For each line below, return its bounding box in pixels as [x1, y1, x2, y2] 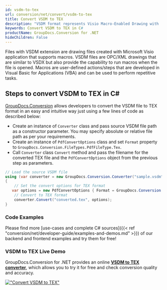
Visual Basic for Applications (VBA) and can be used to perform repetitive [5, 70, 156, 76]
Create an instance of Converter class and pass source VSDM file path [12, 123, 157, 129]
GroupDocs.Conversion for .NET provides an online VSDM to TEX [5, 259, 140, 265]
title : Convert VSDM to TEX [5, 16, 64, 21]
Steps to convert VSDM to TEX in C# [5, 90, 120, 98]
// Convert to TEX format [14, 193, 68, 198]
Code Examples [5, 213, 44, 220]
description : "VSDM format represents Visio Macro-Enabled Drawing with [5, 21, 159, 26]
